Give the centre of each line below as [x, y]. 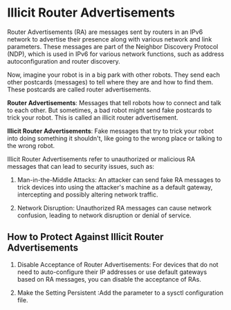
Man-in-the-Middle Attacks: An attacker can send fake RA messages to [119, 180]
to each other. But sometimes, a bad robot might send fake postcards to [110, 110]
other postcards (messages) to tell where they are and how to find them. [110, 82]
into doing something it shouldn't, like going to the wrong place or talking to [115, 138]
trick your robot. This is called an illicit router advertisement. [93, 117]
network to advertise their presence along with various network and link [110, 39]
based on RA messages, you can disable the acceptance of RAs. [109, 279]
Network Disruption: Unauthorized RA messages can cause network [114, 208]
